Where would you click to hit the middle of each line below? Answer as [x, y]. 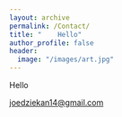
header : [24, 51]
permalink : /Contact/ [50, 26]
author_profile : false [52, 43]
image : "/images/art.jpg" [66, 59]
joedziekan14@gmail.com [57, 103]
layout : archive [39, 18]
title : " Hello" [46, 34]
